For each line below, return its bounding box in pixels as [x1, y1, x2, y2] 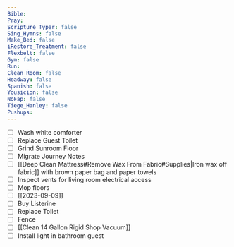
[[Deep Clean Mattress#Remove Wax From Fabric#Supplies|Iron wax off [17, 160, 228, 168]
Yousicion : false [7, 89, 58, 96]
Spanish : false [7, 83, 52, 90]
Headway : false [7, 76, 52, 83]
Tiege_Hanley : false [7, 102, 68, 109]
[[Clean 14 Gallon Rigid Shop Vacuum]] [17, 223, 131, 231]
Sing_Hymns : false [7, 30, 61, 37]
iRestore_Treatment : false [7, 43, 87, 50]
